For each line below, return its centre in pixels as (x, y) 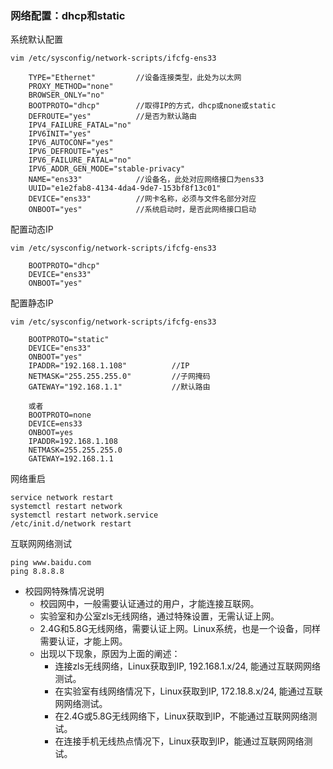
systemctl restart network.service (84, 515)
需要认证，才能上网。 (83, 641)
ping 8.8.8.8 (37, 572)
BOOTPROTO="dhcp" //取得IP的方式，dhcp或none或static (152, 106)
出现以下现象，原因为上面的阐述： (110, 654)
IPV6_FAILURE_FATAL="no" (80, 160)
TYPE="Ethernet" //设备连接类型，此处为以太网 (135, 78)
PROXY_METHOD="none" (71, 87)
